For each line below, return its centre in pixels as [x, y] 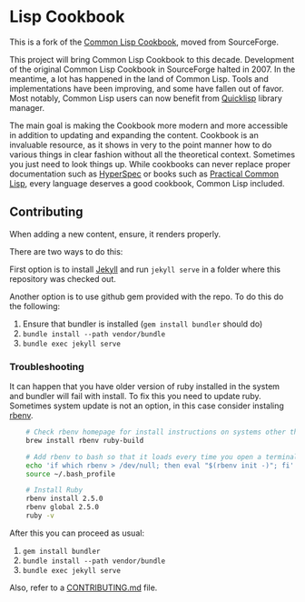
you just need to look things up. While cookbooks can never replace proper [150, 164]
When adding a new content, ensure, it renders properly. [115, 234]
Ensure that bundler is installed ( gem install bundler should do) [143, 324]
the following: [35, 306]
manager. [27, 107]
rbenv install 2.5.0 [64, 499]
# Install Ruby [54, 490]
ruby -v [40, 516]
